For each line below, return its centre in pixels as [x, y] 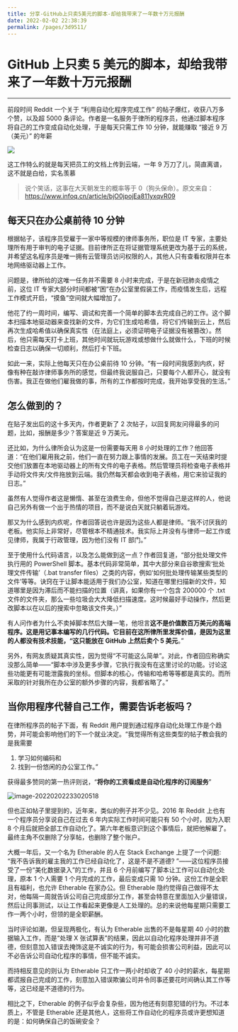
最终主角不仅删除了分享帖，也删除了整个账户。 [75, 837]
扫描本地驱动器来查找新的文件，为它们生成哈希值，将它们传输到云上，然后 [122, 322]
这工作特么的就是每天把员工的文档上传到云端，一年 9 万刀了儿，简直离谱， [117, 164]
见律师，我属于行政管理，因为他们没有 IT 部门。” [77, 539]
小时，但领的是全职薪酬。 [69, 914]
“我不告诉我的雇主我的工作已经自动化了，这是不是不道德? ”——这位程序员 [115, 861]
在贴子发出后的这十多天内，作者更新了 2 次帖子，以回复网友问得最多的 [110, 424]
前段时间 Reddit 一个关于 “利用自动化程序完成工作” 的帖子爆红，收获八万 [113, 110]
